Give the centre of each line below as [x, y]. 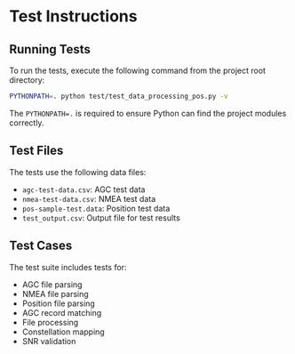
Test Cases [41, 246]
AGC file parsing [52, 284]
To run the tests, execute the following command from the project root [138, 70]
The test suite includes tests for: [68, 267]
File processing [50, 322]
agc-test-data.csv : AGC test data [84, 189]
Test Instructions [73, 16]
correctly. [27, 123]
